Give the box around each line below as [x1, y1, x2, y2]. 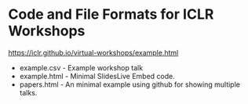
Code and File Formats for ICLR [8, 5, 214, 23]
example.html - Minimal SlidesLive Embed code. [19, 71, 175, 81]
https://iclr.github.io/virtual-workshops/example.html [8, 48, 179, 57]
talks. [19, 88, 38, 97]
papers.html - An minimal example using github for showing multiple [19, 80, 241, 89]
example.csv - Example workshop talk [19, 63, 144, 72]
